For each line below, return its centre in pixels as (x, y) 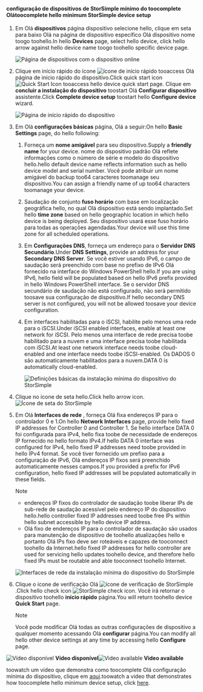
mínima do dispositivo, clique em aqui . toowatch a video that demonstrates (99, 676)
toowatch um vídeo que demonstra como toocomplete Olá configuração (96, 670)
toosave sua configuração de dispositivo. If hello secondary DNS (104, 298)
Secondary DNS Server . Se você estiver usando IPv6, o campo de (107, 259)
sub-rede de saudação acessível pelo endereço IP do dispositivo (105, 510)
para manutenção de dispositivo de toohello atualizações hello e (104, 535)
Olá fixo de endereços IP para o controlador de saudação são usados (111, 529)
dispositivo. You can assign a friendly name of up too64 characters (107, 184)
